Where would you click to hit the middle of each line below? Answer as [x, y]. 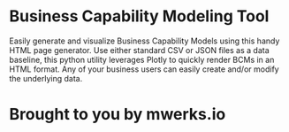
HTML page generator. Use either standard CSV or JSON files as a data [139, 50]
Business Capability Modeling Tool [139, 16]
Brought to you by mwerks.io [118, 115]
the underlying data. [46, 78]
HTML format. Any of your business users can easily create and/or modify [144, 69]
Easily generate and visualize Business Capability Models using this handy [144, 41]
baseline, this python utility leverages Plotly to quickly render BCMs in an [142, 59]
